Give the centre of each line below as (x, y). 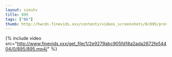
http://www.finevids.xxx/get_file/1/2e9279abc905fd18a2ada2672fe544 (92, 44)
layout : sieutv (21, 10)
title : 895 (17, 15)
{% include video (24, 38)
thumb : (12, 24)
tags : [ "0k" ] (19, 19)
